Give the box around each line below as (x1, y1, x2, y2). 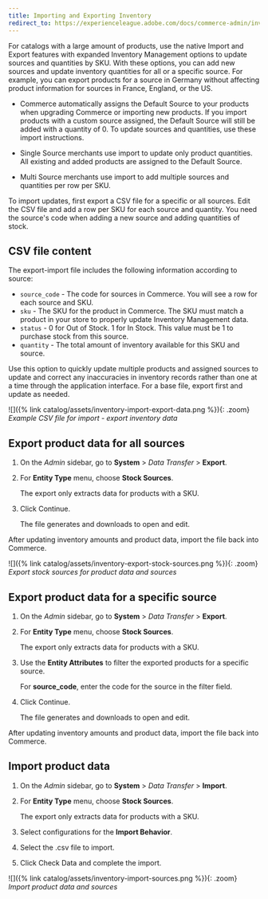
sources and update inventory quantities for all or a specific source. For (8, 66, 243, 76)
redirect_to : (8, 19, 52, 27)
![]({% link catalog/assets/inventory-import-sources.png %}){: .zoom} (8, 873, 238, 883)
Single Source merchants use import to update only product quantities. (19, 148, 253, 158)
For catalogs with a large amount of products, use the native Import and (8, 41, 244, 50)
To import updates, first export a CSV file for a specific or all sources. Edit (8, 196, 250, 206)
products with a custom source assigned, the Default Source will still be (19, 116, 255, 125)
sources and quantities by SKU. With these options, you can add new (8, 57, 235, 68)
